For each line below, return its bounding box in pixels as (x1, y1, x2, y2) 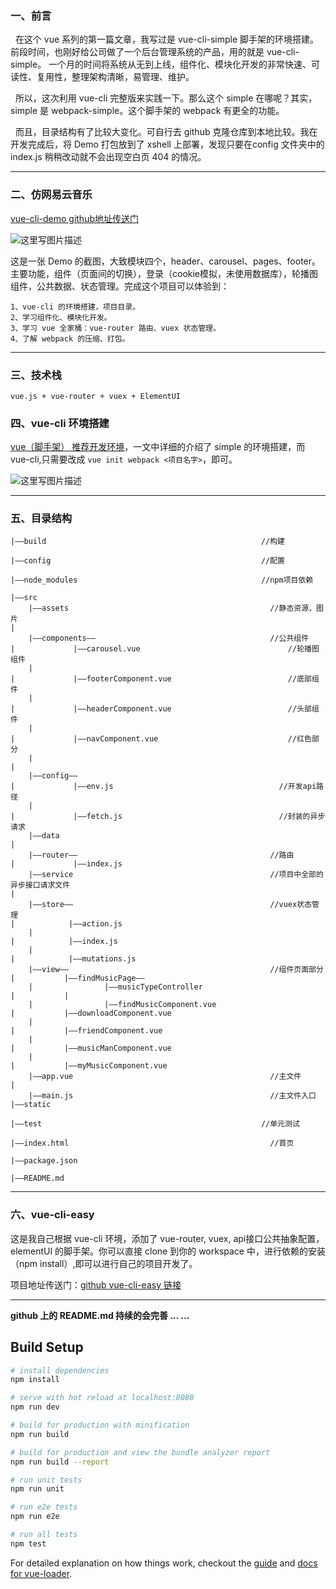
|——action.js (68, 919, 123, 929)
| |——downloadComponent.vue (10, 1008, 172, 1019)
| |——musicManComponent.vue (10, 1043, 172, 1054)
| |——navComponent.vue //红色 (10, 734, 312, 744)
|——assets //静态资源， (28, 603, 317, 614)
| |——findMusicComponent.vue (28, 1000, 217, 1010)
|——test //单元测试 (10, 1119, 300, 1129)
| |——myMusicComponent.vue (10, 1061, 168, 1071)
